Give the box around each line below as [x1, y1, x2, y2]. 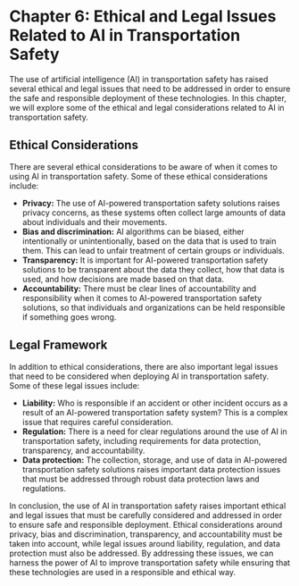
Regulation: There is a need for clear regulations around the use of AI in [21, 426, 287, 437]
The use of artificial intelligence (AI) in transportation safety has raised [9, 73, 269, 84]
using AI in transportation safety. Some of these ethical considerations [9, 171, 268, 181]
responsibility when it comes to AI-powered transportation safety [21, 292, 262, 303]
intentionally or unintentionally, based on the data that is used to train [21, 235, 277, 247]
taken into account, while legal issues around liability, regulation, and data [9, 538, 281, 548]
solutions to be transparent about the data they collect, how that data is [21, 264, 286, 274]
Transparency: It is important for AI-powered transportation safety [21, 255, 269, 265]
